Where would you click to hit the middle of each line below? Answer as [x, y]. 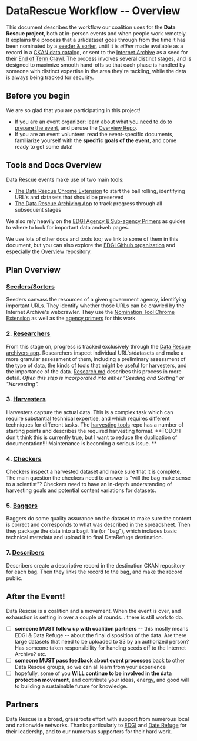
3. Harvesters [26, 399]
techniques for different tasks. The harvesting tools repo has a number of [95, 424]
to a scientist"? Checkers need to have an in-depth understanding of [89, 484]
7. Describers [25, 553]
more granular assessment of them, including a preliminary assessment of [96, 359]
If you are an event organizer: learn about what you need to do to [93, 122]
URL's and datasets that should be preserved [69, 197]
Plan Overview [33, 270]
